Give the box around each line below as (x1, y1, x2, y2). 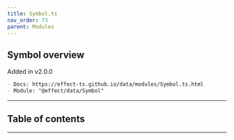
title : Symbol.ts (7, 10, 58, 17)
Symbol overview (7, 49, 85, 61)
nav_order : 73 (7, 17, 49, 24)
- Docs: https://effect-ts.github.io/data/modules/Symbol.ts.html (7, 81, 204, 88)
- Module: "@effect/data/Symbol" (7, 88, 104, 95)
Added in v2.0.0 (7, 68, 54, 76)
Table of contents (7, 113, 85, 125)
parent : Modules (7, 23, 54, 30)
